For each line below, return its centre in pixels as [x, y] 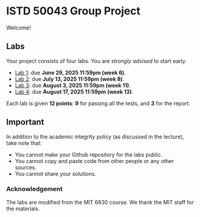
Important [25, 122]
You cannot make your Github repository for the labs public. [89, 155]
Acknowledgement [34, 189]
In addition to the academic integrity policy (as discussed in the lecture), [95, 137]
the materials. [23, 209]
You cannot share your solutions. [55, 174]
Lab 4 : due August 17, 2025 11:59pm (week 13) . [74, 92]
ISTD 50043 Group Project [73, 11]
